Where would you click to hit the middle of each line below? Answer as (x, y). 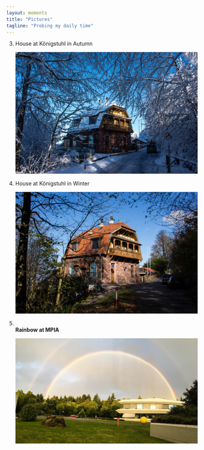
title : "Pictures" (29, 19)
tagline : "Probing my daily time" (50, 26)
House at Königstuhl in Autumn (54, 44)
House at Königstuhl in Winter (52, 184)
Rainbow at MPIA (37, 330)
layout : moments (27, 13)
